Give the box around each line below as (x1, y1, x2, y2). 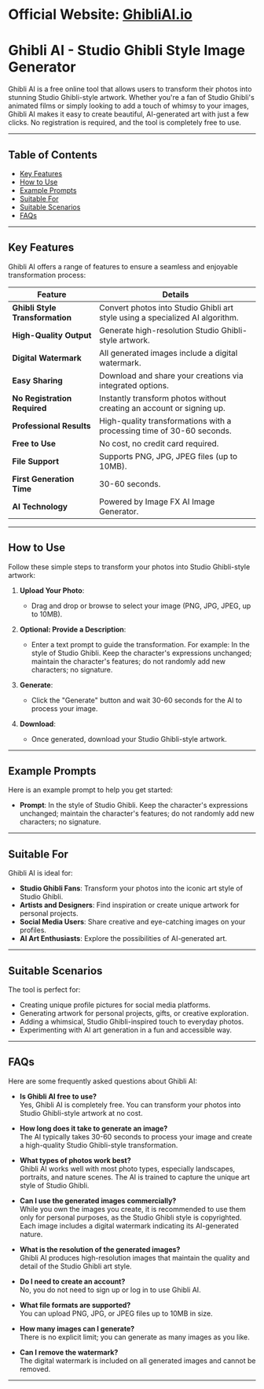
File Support (12, 455, 59, 466)
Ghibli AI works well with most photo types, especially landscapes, (19, 1164, 236, 1173)
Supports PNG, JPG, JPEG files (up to (99, 450, 238, 461)
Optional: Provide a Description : (19, 624, 126, 634)
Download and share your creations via (99, 370, 244, 381)
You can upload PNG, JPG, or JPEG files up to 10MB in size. (19, 1309, 214, 1318)
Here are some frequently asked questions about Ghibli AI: (8, 1076, 198, 1086)
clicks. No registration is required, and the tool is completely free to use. (8, 118, 242, 128)
